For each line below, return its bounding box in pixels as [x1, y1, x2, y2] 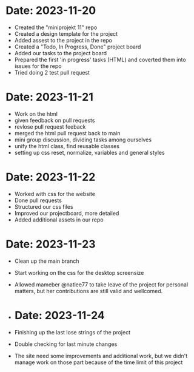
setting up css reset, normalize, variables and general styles [14, 149, 165, 156]
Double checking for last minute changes [14, 340, 118, 348]
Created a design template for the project [14, 30, 118, 37]
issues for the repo [14, 62, 62, 70]
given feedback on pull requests [14, 117, 95, 124]
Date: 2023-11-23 [5, 237, 96, 251]
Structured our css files [14, 203, 73, 210]
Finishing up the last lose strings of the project [14, 328, 131, 336]
